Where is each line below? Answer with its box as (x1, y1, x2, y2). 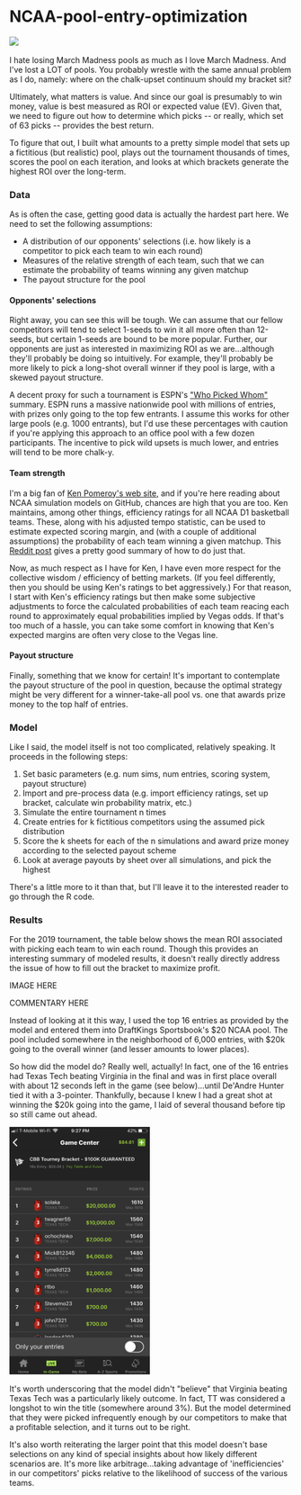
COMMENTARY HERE (9, 997, 90, 1009)
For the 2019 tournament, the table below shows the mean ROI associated (9, 934, 283, 945)
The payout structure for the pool (22, 275, 146, 285)
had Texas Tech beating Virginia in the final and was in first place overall (9, 1071, 277, 1082)
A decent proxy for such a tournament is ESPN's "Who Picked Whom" (9, 390, 269, 401)
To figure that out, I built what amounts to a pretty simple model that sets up (9, 137, 290, 148)
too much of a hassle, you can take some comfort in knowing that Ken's (9, 619, 275, 631)
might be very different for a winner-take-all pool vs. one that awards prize (9, 689, 286, 699)
